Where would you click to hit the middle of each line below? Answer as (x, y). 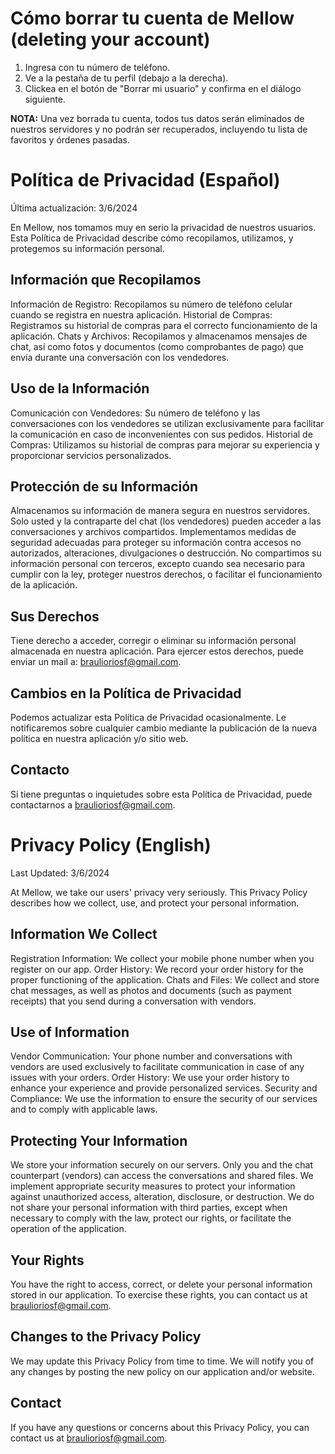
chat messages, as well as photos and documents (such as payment (151, 990)
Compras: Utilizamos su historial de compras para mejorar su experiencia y (165, 444)
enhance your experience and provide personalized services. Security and (164, 1088)
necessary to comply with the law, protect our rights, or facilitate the (151, 1218)
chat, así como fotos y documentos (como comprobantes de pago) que (157, 346)
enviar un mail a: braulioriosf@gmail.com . (96, 662)
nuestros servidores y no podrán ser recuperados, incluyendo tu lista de (159, 129)
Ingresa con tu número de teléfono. (97, 67)
